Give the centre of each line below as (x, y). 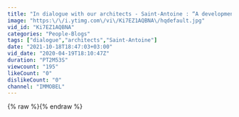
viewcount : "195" (33, 67)
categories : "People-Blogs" (49, 34)
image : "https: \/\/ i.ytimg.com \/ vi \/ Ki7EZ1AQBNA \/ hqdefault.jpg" (106, 21)
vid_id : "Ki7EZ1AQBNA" (41, 27)
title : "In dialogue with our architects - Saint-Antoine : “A (103, 14)
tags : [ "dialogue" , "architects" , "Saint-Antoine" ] (83, 40)
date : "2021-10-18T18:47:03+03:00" (60, 47)
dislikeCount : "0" (34, 80)
